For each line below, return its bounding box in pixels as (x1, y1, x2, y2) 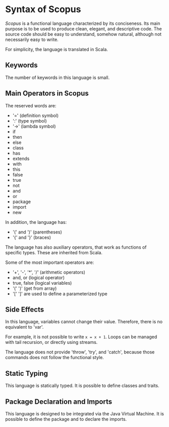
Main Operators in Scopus (5, 89, 89, 98)
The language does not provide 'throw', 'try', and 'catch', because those (5, 349, 155, 355)
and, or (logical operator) (12, 275, 65, 281)
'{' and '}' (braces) (12, 234, 51, 240)
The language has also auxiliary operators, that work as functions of (5, 244, 147, 250)
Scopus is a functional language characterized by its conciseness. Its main (5, 20, 160, 26)
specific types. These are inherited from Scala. (5, 249, 102, 255)
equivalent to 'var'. (5, 324, 44, 330)
